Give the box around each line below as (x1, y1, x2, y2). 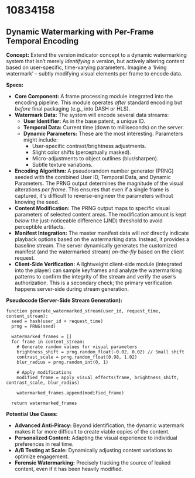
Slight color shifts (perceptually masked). (32, 149, 132, 156)
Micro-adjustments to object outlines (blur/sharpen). (32, 155, 159, 161)
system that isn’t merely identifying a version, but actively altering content (6, 58, 184, 64)
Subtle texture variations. (32, 161, 93, 168)
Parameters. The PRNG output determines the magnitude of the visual (14, 180, 184, 187)
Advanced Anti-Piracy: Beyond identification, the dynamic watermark (14, 422, 184, 429)
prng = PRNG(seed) (11, 324, 57, 329)
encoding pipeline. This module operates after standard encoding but (14, 99, 183, 106)
